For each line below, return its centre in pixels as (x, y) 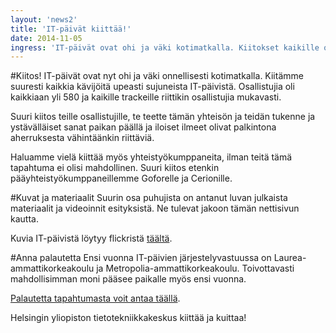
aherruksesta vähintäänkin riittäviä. (82, 138)
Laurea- (290, 258)
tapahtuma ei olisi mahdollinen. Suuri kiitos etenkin (115, 168)
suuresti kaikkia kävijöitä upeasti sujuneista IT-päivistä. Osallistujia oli (152, 87)
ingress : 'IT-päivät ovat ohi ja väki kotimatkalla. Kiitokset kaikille (165, 47)
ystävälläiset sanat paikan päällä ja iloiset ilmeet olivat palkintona (143, 127)
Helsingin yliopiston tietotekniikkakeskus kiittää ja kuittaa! (128, 318)
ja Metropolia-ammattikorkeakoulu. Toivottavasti (195, 268)
